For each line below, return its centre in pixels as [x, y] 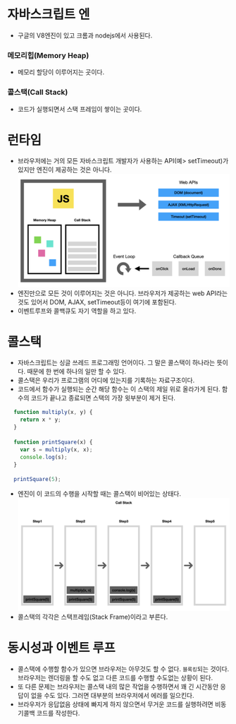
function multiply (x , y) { [53, 413]
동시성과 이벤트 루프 [62, 648]
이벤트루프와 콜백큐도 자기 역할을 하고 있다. [77, 311]
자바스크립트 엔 [49, 14]
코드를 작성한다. [58, 713]
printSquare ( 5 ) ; [37, 480]
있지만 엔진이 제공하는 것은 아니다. [64, 170]
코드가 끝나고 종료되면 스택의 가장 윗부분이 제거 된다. [103, 398]
